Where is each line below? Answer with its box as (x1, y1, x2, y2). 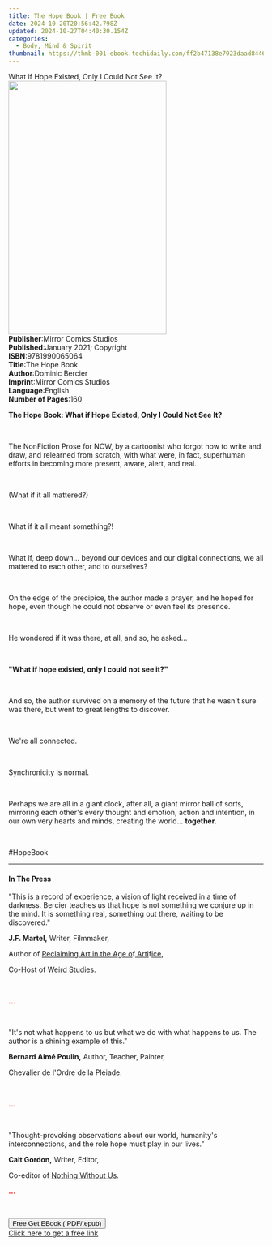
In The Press (8, 874, 52, 883)
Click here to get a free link (8, 1228, 99, 1238)
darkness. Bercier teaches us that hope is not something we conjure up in (8, 900, 254, 910)
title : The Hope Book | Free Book (8, 11, 125, 20)
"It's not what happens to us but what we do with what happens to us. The (8, 1028, 257, 1038)
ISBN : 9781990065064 (8, 351, 83, 361)
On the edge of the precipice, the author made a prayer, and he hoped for (8, 593, 254, 603)
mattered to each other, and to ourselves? (8, 561, 148, 571)
